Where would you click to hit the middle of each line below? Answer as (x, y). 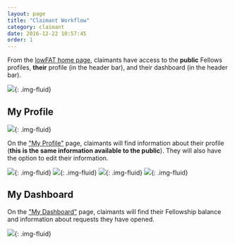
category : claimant (36, 27)
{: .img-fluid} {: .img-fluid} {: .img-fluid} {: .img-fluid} (101, 172)
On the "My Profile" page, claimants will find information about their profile (116, 143)
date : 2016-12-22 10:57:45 (47, 33)
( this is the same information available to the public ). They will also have (114, 150)
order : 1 (20, 40)
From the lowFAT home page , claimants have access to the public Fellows (115, 60)
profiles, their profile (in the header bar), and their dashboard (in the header (117, 68)
